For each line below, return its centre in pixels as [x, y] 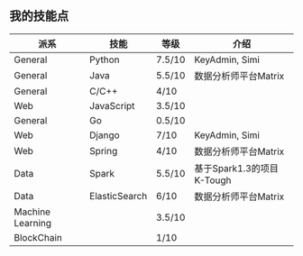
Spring [104, 151]
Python [105, 59]
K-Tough [212, 180]
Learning [33, 223]
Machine [32, 212]
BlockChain [38, 237]
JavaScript [112, 105]
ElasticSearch [119, 196]
